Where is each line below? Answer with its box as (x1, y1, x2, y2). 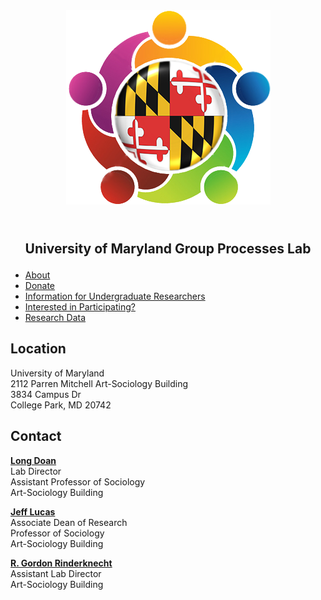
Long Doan (10, 454, 57, 466)
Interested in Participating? (24, 301, 136, 313)
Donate (24, 280, 56, 291)
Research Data (24, 312, 87, 323)
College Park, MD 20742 (10, 399, 112, 411)
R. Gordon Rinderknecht (10, 557, 113, 569)
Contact (10, 428, 62, 445)
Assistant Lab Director (10, 567, 102, 579)
